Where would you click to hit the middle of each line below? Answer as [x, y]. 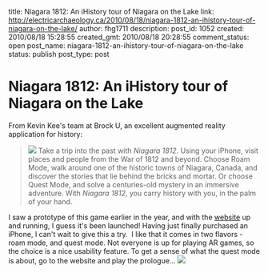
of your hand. [50, 201]
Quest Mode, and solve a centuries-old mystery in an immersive [134, 184]
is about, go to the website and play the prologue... [92, 260]
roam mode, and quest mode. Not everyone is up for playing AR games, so [131, 243]
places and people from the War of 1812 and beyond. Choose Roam [139, 159]
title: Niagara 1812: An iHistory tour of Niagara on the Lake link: [111, 12]
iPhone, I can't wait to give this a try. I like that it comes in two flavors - [126, 234]
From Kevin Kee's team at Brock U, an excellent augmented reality [117, 125]
